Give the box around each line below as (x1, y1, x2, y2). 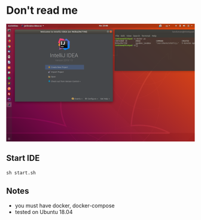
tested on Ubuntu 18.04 (14, 208, 73, 215)
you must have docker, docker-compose (14, 201, 115, 209)
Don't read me (6, 4, 78, 17)
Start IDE (6, 153, 40, 163)
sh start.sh (6, 170, 36, 176)
